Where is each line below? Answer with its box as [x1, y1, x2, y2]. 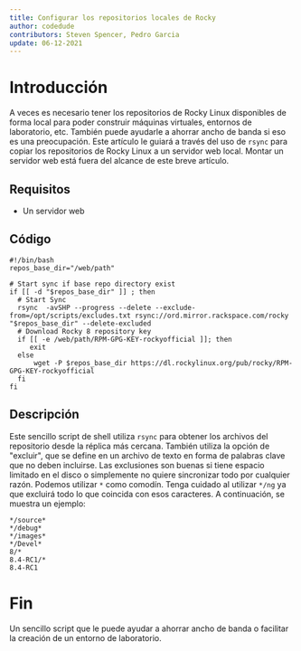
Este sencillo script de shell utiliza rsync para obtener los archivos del [9, 430, 268, 441]
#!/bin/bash [9, 255, 54, 265]
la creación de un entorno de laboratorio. [9, 632, 162, 643]
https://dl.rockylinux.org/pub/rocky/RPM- [130, 358, 294, 367]
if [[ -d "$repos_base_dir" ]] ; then [9, 287, 155, 297]
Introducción [9, 78, 108, 98]
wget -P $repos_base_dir [33, 358, 127, 367]
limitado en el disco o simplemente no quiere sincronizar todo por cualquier [9, 469, 291, 480]
